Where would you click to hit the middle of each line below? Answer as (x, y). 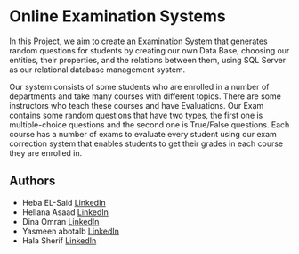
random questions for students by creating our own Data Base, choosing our (149, 50)
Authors (32, 181)
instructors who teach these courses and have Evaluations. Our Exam (137, 105)
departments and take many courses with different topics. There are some (145, 96)
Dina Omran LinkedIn (61, 221)
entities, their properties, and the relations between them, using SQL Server (148, 60)
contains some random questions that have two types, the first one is (136, 115)
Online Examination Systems (118, 16)
